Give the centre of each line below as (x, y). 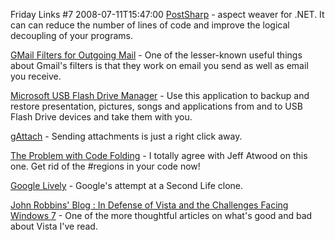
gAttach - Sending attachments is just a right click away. (126, 136)
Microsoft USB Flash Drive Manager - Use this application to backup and (160, 95)
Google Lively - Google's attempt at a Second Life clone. (127, 185)
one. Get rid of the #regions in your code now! (105, 166)
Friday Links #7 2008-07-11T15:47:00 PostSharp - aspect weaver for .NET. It (167, 14)
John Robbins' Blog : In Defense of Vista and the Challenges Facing (149, 205)
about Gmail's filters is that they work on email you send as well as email (159, 65)
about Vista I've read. (54, 226)
